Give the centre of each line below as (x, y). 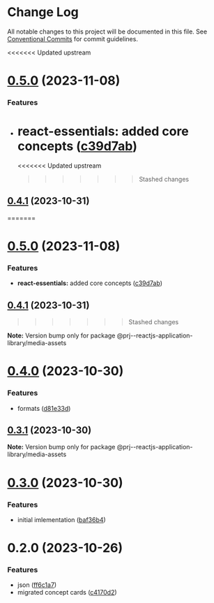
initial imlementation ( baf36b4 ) (61, 520)
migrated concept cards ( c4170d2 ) (67, 593)
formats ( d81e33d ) (44, 408)
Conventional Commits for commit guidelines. (72, 38)
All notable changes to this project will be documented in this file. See (107, 31)
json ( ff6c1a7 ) (37, 585)
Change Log (43, 12)
